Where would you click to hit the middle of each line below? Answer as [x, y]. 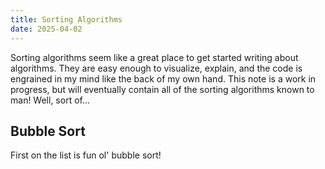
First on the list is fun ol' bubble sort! [86, 155]
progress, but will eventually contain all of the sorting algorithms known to [162, 89]
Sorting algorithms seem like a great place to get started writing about [154, 57]
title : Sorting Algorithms [66, 19]
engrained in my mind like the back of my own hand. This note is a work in [163, 78]
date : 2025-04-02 [46, 29]
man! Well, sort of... [50, 100]
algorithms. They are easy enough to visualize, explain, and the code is [156, 68]
